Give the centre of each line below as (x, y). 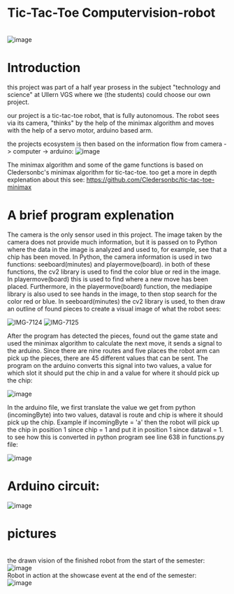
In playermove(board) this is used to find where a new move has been (108, 279)
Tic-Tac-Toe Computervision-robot (111, 13)
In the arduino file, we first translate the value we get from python (101, 407)
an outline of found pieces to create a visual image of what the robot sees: (114, 309)
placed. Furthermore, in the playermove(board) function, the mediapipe (110, 286)
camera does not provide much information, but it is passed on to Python (112, 242)
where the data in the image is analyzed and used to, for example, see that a (117, 249)
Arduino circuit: (53, 486)
